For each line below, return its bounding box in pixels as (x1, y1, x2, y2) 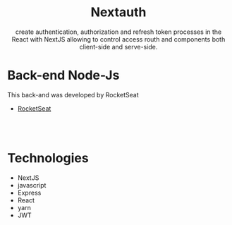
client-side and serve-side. (79, 42, 158, 51)
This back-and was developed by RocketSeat (7, 90, 139, 99)
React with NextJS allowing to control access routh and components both (11, 35, 226, 43)
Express (17, 188, 42, 197)
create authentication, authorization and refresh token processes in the (15, 28, 222, 36)
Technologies (7, 150, 90, 166)
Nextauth (90, 4, 147, 20)
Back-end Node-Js (7, 68, 120, 83)
